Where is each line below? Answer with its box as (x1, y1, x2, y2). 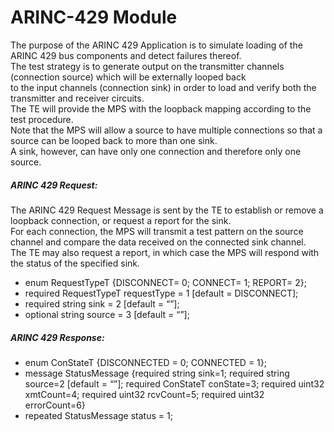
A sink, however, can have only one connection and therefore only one (10, 145, 302, 157)
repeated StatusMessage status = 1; (24, 409, 173, 421)
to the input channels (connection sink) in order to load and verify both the (10, 81, 317, 93)
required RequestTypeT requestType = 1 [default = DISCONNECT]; (24, 287, 299, 299)
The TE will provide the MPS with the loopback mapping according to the (10, 102, 312, 115)
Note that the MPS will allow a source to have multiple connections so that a (10, 124, 323, 136)
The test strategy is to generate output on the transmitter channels (10, 60, 285, 72)
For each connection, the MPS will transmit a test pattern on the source (10, 225, 304, 237)
